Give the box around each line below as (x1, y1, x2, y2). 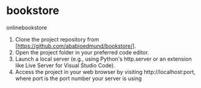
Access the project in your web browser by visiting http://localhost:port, (15, 68, 196, 75)
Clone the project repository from (15, 35, 99, 43)
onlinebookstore (6, 24, 48, 31)
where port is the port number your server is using (15, 75, 142, 82)
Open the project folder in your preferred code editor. (15, 48, 149, 56)
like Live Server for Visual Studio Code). (15, 62, 116, 69)
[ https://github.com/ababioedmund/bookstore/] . (15, 42, 136, 50)
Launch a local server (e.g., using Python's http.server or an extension (15, 55, 192, 62)
